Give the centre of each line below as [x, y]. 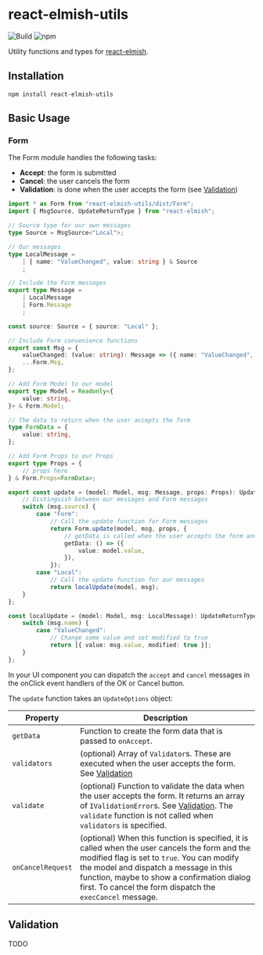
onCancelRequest [42, 867]
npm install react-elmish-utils [61, 94]
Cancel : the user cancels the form [75, 181]
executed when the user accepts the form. [158, 763]
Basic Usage [39, 118]
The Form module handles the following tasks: [83, 158]
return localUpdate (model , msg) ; [104, 587]
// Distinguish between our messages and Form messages [115, 499]
